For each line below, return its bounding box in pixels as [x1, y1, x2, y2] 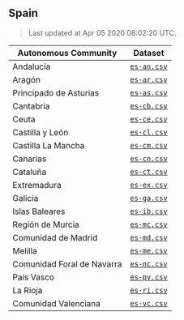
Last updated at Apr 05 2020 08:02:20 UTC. [28, 28, 177, 37]
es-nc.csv [129, 259, 168, 268]
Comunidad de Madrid [12, 232, 98, 243]
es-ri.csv [129, 285, 168, 295]
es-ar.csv [129, 75, 168, 84]
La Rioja [12, 284, 43, 296]
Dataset [133, 47, 165, 58]
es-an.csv [129, 62, 168, 71]
